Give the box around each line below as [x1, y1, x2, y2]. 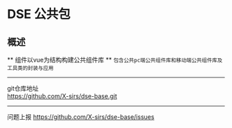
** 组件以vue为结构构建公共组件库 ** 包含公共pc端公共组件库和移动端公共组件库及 [7, 56, 223, 64]
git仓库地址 [7, 84, 39, 92]
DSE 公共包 [7, 6, 71, 22]
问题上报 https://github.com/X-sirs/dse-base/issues [7, 113, 155, 121]
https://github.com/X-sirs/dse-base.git [7, 92, 117, 100]
